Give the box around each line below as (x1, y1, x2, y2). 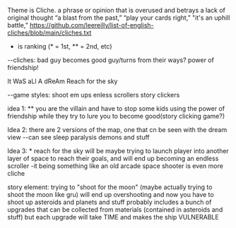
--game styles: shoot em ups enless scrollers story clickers (7, 91, 180, 99)
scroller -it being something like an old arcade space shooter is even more (7, 162, 224, 170)
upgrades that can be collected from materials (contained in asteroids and (7, 205, 223, 214)
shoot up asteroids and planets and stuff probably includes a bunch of (7, 198, 212, 206)
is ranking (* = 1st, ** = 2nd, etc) (17, 42, 112, 50)
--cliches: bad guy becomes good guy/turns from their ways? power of (7, 56, 214, 64)
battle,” (7, 21, 28, 29)
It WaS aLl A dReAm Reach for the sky (7, 77, 118, 85)
